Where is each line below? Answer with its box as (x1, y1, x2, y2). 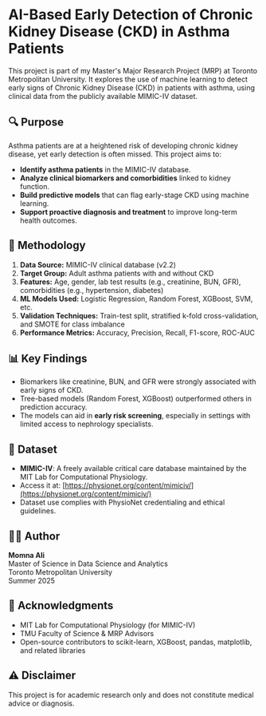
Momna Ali (8, 551, 45, 560)
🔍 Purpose (8, 116, 64, 129)
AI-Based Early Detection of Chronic (8, 6, 253, 24)
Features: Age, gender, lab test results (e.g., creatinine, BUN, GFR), (19, 277, 241, 287)
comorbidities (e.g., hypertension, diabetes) (19, 285, 164, 295)
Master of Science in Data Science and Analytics (8, 559, 169, 568)
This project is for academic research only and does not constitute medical (8, 690, 254, 699)
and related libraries (19, 645, 86, 655)
